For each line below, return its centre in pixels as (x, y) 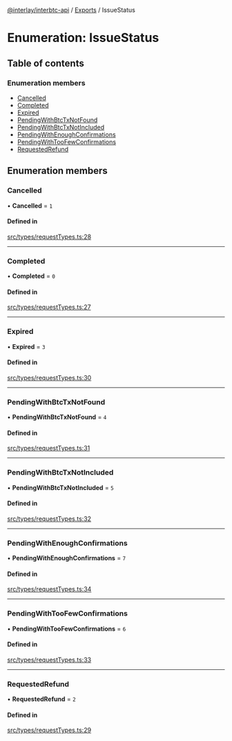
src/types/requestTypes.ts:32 (49, 518)
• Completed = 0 (31, 276)
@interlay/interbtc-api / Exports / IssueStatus (71, 10)
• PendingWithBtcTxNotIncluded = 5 (60, 487)
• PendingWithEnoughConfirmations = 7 (67, 558)
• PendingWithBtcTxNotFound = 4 (57, 417)
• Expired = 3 (26, 346)
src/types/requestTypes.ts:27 (49, 307)
